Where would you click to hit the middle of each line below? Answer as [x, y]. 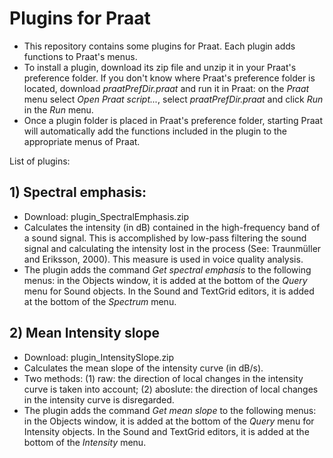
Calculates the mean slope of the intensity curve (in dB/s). [143, 368]
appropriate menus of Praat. [82, 141]
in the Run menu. [58, 109]
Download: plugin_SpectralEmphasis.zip [106, 216]
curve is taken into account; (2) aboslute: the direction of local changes [171, 389]
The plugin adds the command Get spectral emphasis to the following [167, 269]
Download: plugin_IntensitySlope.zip [99, 357]
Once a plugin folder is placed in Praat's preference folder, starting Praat [173, 120]
